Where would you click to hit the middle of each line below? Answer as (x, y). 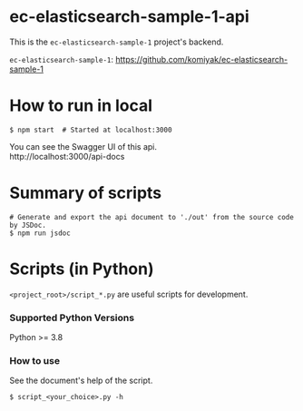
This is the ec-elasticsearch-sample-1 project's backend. (117, 42)
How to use (35, 360)
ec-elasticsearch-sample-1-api (129, 17)
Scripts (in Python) (82, 269)
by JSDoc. (28, 225)
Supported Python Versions (72, 318)
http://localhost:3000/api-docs (67, 156)
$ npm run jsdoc (40, 233)
